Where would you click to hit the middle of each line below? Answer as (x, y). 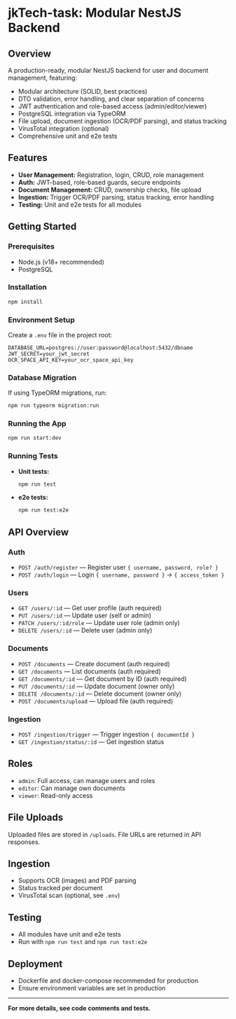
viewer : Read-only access (55, 795)
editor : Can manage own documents (71, 788)
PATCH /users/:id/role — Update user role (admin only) (99, 623)
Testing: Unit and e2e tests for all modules (80, 204)
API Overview (39, 532)
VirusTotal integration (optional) (63, 128)
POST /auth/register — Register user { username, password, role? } (118, 568)
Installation (28, 287)
